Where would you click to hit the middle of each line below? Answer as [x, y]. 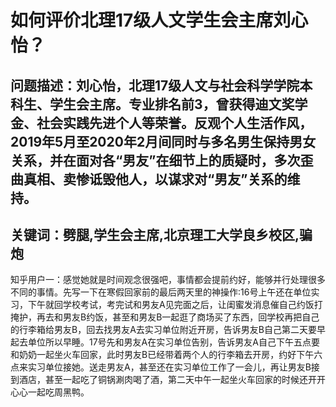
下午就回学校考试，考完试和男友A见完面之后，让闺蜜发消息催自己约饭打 [175, 305]
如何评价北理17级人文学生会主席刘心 [159, 20]
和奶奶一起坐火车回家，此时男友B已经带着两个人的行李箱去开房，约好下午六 [166, 355]
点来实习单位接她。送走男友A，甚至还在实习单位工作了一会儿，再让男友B [161, 367]
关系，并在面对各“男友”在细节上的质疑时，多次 [155, 160]
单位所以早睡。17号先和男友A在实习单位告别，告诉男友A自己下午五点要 [173, 342]
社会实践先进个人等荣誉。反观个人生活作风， [174, 122]
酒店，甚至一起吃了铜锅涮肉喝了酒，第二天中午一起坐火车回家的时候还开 [167, 380]
